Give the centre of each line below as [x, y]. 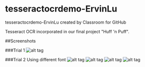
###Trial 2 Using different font [35, 59]
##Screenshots [21, 41]
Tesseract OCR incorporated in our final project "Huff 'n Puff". [67, 31]
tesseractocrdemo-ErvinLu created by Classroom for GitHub [66, 22]
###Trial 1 [15, 50]
